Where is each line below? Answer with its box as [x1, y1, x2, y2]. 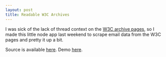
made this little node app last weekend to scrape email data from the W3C [5, 31, 161, 37]
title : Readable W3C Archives [5, 12, 70, 17]
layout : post [5, 7, 33, 13]
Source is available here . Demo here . [5, 46, 83, 52]
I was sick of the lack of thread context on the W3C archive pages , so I [5, 26, 155, 32]
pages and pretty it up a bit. [5, 36, 64, 43]
